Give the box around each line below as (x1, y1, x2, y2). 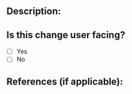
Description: (6, 6, 62, 17)
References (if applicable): (6, 75, 124, 87)
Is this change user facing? (6, 29, 126, 41)
